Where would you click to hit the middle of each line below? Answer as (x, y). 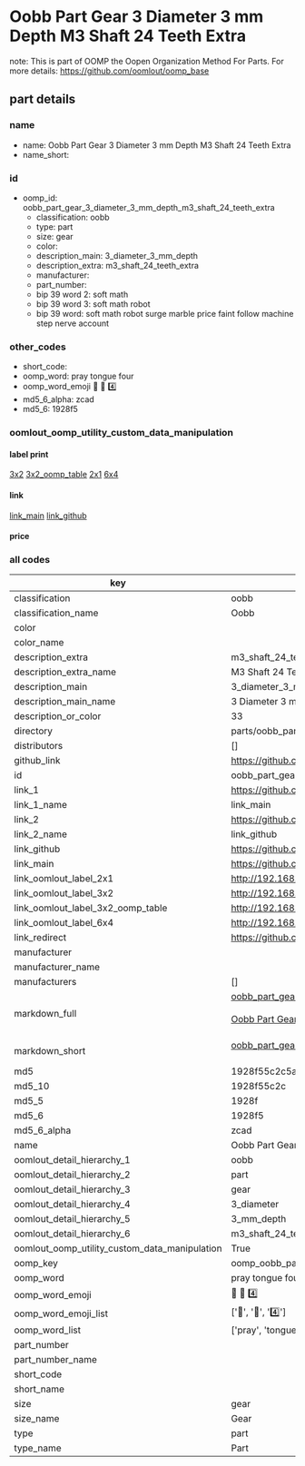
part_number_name (55, 1360)
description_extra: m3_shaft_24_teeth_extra (118, 265)
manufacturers (45, 982)
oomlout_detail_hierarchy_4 (72, 1205)
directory (33, 731)
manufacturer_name (57, 967)
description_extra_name (65, 672)
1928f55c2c (259, 1087)
